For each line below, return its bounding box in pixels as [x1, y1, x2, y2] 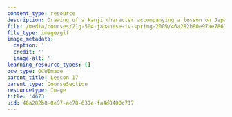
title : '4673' [7, 94, 48, 100]
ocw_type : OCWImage [7, 67, 64, 74]
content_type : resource [7, 10, 76, 17]
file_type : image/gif [7, 29, 70, 36]
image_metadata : [7, 36, 54, 43]
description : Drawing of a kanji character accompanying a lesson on [7, 17, 212, 23]
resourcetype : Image [7, 87, 67, 94]
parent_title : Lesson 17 [7, 74, 79, 81]
